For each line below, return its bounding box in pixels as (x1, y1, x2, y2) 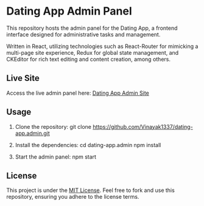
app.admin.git (15, 129, 50, 137)
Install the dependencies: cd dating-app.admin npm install (15, 141, 161, 148)
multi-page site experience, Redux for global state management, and (6, 49, 179, 56)
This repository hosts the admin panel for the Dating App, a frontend (6, 24, 178, 32)
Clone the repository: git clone (15, 123, 91, 130)
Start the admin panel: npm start (15, 153, 96, 160)
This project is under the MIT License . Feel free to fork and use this (6, 187, 175, 194)
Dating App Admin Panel (6, 4, 132, 18)
